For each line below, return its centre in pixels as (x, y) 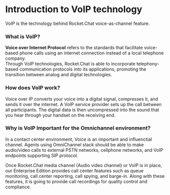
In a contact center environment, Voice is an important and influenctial (79, 139)
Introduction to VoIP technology (74, 9)
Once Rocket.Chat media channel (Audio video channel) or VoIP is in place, (84, 165)
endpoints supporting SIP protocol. (42, 155)
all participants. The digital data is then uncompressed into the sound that (82, 110)
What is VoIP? (23, 37)
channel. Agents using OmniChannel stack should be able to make (75, 144)
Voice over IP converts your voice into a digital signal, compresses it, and (82, 99)
